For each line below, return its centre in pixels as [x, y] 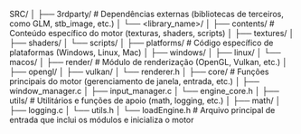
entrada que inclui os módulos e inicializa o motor [102, 120]
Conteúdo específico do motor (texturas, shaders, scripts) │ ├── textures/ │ [152, 33]
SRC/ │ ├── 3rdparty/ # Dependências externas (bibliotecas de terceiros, [147, 14]
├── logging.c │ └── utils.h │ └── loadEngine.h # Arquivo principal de [142, 110]
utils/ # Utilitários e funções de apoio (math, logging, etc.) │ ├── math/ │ [145, 100]
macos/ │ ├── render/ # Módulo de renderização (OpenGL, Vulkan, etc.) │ [148, 62]
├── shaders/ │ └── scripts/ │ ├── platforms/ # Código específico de [141, 43]
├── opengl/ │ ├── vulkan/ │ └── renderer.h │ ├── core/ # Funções [139, 72]
